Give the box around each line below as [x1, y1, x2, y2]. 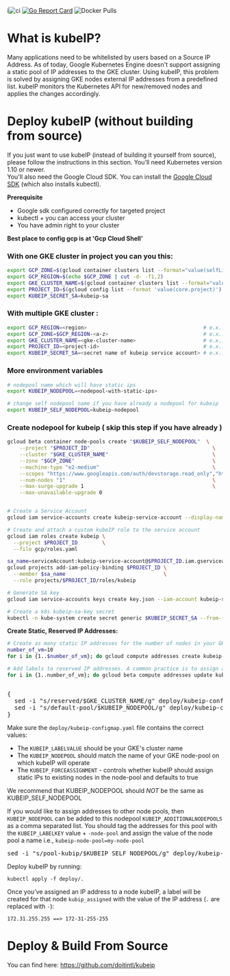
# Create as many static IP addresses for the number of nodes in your [7, 640, 216, 647]
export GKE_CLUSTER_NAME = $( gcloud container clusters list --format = [7, 280, 210, 286]
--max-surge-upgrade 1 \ [19, 483, 216, 490]
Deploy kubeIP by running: [7, 862, 82, 870]
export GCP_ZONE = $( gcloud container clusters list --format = [7, 267, 186, 274]
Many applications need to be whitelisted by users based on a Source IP [7, 53, 211, 61]
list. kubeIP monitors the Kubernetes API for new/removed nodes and [7, 82, 203, 90]
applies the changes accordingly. [7, 89, 101, 97]
